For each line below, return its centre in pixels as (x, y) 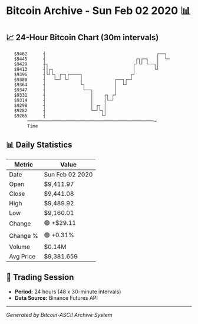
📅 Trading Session (40, 277)
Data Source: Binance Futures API (56, 297)
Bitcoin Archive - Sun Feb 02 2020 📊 (99, 11)
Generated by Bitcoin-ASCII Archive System (59, 315)
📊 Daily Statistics (39, 145)
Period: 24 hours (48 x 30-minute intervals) (68, 292)
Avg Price (22, 256)
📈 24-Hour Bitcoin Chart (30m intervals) (82, 37)
